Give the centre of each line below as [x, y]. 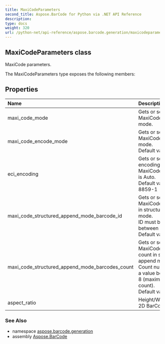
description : [18, 19]
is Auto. [147, 177]
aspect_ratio [22, 303]
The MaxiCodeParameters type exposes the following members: [70, 74]
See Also [16, 320]
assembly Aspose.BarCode [40, 336]
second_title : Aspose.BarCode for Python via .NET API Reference [73, 14]
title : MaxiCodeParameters [33, 10]
